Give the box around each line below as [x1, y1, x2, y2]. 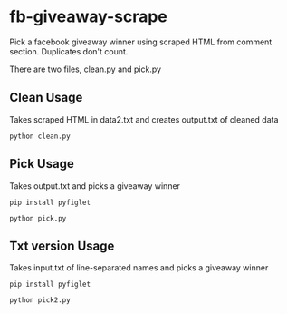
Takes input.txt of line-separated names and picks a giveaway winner [9, 262, 269, 273]
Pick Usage [9, 156, 74, 172]
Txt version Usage [9, 238, 115, 253]
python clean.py [9, 132, 71, 141]
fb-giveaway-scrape [9, 6, 167, 27]
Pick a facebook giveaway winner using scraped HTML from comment [9, 36, 273, 47]
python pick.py [9, 213, 67, 223]
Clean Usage [9, 90, 83, 105]
